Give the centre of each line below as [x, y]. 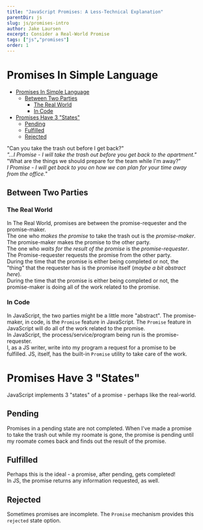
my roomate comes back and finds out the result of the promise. [86, 441]
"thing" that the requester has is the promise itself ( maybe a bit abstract [96, 268]
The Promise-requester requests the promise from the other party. [89, 255]
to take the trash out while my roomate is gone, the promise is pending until [100, 434]
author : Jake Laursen [34, 29]
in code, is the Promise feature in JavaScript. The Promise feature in [108, 322]
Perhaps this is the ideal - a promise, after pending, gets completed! [91, 474]
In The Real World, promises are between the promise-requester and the [97, 223]
